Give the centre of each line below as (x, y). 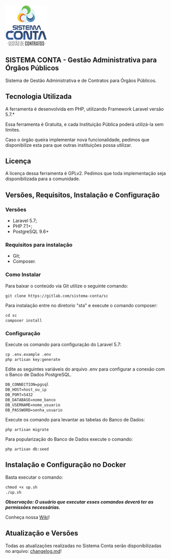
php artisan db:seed (27, 449)
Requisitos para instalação (39, 245)
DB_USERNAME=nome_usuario (33, 405)
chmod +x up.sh (21, 487)
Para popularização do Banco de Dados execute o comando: (69, 439)
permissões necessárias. (33, 507)
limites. (13, 130)
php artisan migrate (27, 430)
